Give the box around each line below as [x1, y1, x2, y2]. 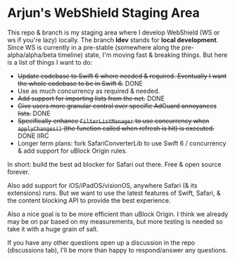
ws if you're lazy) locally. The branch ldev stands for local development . [7, 35, 219, 44]
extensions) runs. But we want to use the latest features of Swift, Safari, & [7, 189, 221, 197]
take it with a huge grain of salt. [7, 224, 99, 233]
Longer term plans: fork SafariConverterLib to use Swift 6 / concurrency [17, 139, 227, 147]
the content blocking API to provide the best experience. [7, 196, 171, 205]
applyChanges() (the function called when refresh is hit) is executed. [17, 124, 215, 132]
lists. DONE [17, 109, 51, 117]
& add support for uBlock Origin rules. [17, 146, 128, 155]
